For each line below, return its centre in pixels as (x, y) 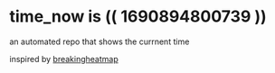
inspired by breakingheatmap (64, 59)
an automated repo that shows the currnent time (100, 41)
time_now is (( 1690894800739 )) (138, 17)
